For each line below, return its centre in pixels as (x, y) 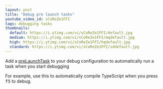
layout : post (19, 10)
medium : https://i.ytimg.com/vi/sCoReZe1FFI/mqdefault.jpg (72, 38)
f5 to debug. (18, 81)
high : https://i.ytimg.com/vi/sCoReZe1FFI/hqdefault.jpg (70, 42)
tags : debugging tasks (29, 24)
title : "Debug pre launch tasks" (40, 14)
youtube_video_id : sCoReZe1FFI (38, 19)
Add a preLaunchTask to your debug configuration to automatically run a (80, 61)
